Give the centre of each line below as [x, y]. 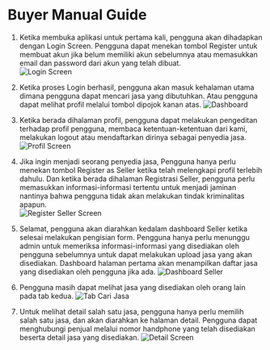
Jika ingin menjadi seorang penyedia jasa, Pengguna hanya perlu [127, 161]
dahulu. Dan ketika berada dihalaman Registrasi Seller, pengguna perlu [137, 179]
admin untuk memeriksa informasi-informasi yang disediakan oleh [129, 246]
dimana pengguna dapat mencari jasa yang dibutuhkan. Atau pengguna [138, 95]
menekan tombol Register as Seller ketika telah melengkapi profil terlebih [141, 170]
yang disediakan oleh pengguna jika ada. [87, 272]
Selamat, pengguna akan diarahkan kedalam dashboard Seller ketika [133, 229]
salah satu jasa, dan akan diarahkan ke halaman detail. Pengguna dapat [138, 320]
